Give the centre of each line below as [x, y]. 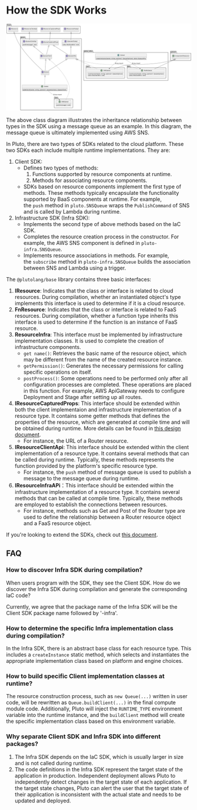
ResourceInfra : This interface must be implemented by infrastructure [98, 335]
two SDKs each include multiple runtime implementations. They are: [88, 150]
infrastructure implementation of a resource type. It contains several [97, 492]
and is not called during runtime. [54, 763]
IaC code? [19, 595]
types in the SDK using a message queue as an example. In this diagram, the [99, 127]
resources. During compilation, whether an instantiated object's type [98, 297]
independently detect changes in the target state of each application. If [101, 782]
